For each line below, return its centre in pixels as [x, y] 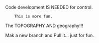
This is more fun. [33, 16]
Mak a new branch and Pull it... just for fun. [49, 35]
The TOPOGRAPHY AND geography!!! [44, 25]
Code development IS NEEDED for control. [49, 7]
